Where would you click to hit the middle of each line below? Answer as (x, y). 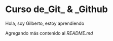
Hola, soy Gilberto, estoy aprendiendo (45, 23)
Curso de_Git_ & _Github (56, 9)
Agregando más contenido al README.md (49, 33)
